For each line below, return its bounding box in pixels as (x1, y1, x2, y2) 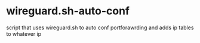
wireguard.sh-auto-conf (6, 4, 130, 18)
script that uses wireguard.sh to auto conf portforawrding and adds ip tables (6, 24, 194, 31)
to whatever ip (6, 30, 42, 37)
